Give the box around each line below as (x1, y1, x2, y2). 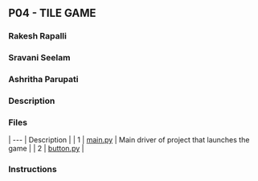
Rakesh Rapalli (8, 31, 67, 42)
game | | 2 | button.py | (8, 144, 84, 154)
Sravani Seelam (8, 52, 71, 64)
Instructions (8, 164, 58, 175)
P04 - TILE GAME (8, 6, 96, 20)
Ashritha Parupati (8, 74, 79, 85)
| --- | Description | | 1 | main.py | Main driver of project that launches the (8, 135, 250, 145)
